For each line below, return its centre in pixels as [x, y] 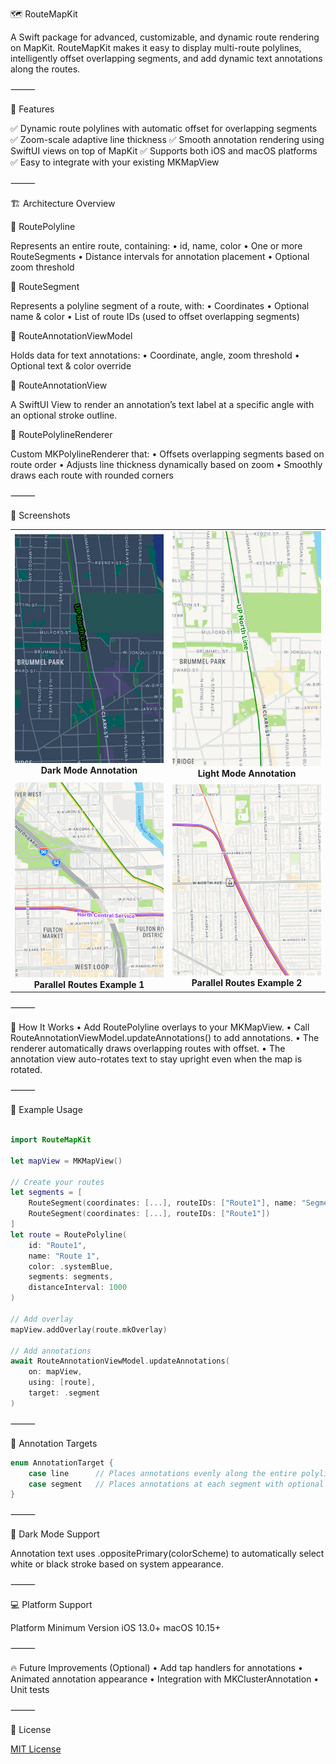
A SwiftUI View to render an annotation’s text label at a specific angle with [162, 404]
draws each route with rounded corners [92, 475]
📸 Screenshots [40, 515]
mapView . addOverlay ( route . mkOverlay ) [89, 1329]
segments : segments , [71, 1277]
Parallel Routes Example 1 [89, 984]
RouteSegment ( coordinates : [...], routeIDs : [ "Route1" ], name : [163, 1203]
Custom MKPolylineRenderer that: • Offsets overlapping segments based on [167, 454]
